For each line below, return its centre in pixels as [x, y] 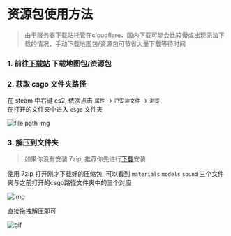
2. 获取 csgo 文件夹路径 [47, 84]
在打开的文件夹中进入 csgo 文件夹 [55, 110]
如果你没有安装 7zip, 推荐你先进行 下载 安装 [85, 159]
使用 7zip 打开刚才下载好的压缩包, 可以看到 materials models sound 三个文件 [116, 174]
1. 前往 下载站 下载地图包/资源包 [59, 64]
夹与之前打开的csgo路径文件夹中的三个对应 [69, 183]
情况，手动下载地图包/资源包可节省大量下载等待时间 [111, 43]
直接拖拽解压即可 [32, 211]
